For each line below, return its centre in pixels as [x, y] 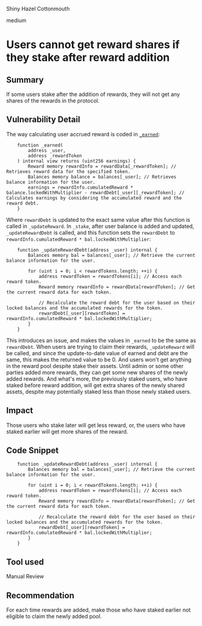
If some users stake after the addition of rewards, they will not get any [93, 94]
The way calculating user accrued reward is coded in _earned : [83, 134]
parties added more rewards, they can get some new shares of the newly [97, 372]
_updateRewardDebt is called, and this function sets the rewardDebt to [91, 232]
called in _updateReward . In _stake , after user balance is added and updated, [100, 226]
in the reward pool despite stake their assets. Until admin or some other [95, 366]
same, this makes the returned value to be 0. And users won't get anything [99, 359]
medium [16, 20]
